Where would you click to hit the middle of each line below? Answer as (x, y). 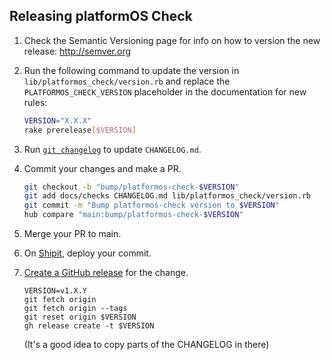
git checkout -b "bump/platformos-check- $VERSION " (131, 187)
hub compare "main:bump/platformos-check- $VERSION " (133, 215)
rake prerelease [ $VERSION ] (80, 130)
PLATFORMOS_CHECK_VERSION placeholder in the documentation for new (165, 91)
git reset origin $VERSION (80, 317)
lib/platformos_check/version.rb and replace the (127, 81)
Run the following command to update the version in (131, 70)
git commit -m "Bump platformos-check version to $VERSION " (151, 205)
